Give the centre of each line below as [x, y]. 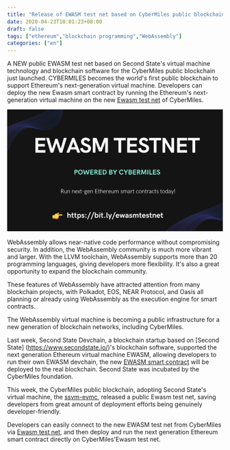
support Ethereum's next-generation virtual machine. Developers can [105, 85]
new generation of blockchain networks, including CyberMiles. [95, 327]
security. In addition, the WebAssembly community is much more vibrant [110, 250]
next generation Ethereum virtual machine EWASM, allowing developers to [112, 355]
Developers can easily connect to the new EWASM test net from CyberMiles [114, 425]
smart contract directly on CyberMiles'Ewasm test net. [84, 439]
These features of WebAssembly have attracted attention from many [104, 284]
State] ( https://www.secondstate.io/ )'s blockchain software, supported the [112, 347]
